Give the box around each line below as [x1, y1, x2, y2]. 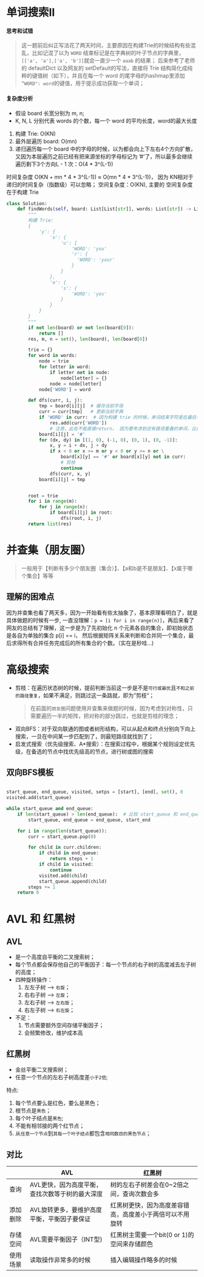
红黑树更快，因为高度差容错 [110, 1200, 189, 1209]
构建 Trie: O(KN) [15, 130, 56, 137]
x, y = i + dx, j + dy [49, 443, 107, 449]
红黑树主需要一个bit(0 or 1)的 [110, 1230, 194, 1239]
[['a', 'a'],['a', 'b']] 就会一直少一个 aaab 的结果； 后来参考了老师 [21, 57, 195, 64]
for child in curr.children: [28, 845, 102, 851]
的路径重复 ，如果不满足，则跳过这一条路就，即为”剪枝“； [15, 692, 155, 699]
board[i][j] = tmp [38, 476, 86, 483]
